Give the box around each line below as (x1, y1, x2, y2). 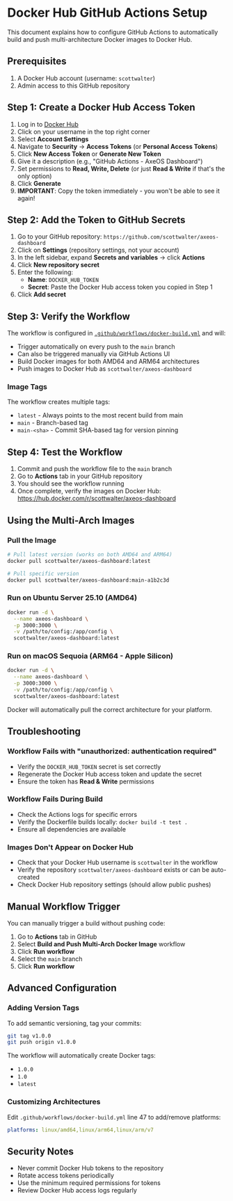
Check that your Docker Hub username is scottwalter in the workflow (17, 858, 218, 867)
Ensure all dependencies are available (17, 825, 127, 833)
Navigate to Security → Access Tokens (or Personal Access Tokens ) (17, 142, 218, 150)
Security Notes (7, 1145, 74, 1157)
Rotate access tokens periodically (17, 1171, 115, 1180)
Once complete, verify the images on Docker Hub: (17, 487, 161, 495)
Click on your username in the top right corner (17, 127, 150, 136)
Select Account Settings (17, 134, 89, 143)
